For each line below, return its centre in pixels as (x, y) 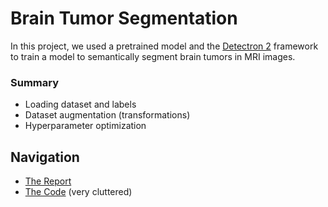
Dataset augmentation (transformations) (107, 115)
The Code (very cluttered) (78, 192)
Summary (35, 82)
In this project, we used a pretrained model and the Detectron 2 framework (164, 46)
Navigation (45, 157)
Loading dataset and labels (80, 104)
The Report (48, 181)
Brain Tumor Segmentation (124, 18)
